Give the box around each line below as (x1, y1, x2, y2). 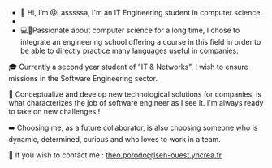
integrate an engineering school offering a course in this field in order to (19, 37, 261, 46)
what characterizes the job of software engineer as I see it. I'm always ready (8, 98, 264, 107)
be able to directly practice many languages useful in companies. (19, 45, 239, 55)
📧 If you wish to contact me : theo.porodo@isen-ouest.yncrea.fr (8, 150, 222, 160)
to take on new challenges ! (8, 106, 101, 116)
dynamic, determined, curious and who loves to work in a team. (8, 135, 221, 144)
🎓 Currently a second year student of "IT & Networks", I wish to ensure (8, 62, 249, 71)
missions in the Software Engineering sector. (8, 74, 158, 83)
